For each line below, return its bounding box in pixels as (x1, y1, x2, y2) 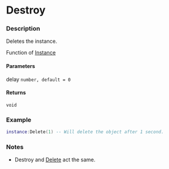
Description (6, 25, 40, 33)
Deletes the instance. (6, 38, 58, 45)
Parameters (6, 63, 35, 70)
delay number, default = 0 (6, 76, 71, 83)
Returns (6, 89, 26, 96)
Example (6, 116, 32, 124)
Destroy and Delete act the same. (14, 156, 96, 163)
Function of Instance (6, 49, 56, 56)
